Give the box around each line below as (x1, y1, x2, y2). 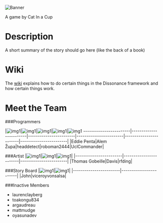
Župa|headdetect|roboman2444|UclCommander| (5, 144, 104, 149)
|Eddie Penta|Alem (70, 138, 107, 144)
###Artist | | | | (5, 153, 73, 159)
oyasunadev (12, 212, 37, 218)
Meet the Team (5, 103, 67, 114)
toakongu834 (12, 197, 39, 203)
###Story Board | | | (5, 167, 71, 173)
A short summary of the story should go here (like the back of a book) (5, 47, 145, 53)
